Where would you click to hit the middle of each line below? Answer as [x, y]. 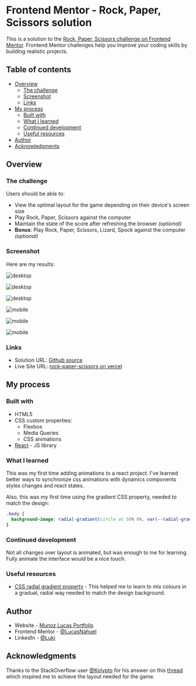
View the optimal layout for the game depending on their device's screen [102, 205]
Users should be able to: [36, 194]
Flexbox [33, 426]
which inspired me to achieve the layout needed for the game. [80, 676]
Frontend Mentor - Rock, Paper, [84, 10]
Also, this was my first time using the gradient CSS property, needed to [91, 497]
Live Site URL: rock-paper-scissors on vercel [68, 366]
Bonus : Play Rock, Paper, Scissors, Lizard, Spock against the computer [100, 230]
